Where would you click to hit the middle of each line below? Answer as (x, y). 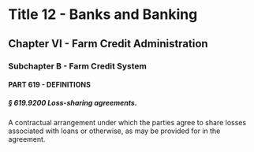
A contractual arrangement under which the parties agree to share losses (127, 123)
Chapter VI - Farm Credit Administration (108, 44)
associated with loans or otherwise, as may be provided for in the (114, 131)
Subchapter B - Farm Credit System (78, 66)
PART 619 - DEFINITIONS (49, 85)
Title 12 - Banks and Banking (103, 15)
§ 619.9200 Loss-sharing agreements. (73, 102)
